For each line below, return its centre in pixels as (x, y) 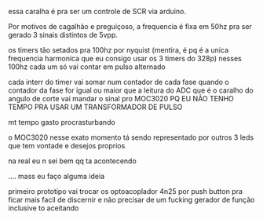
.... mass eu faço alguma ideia (56, 176)
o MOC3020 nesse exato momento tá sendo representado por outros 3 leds (131, 137)
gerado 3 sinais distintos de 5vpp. (63, 35)
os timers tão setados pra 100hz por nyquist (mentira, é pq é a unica (119, 50)
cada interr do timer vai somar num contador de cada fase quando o (119, 82)
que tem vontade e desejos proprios (67, 146)
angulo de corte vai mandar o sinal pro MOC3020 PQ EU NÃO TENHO (121, 99)
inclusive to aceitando (44, 208)
